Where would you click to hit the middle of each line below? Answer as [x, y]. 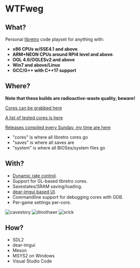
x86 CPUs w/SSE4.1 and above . [45, 49]
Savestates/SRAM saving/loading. [47, 186]
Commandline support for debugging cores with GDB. [68, 197]
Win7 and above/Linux [36, 65]
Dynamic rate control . [35, 176]
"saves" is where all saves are [43, 142]
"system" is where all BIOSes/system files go [59, 148]
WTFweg [24, 9]
